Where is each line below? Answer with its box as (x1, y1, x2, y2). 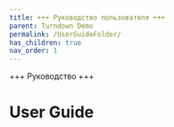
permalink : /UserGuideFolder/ (9, 30, 122, 38)
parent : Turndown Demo (9, 21, 94, 30)
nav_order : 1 (9, 47, 58, 55)
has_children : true (9, 38, 82, 47)
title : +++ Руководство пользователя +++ (9, 13, 166, 22)
